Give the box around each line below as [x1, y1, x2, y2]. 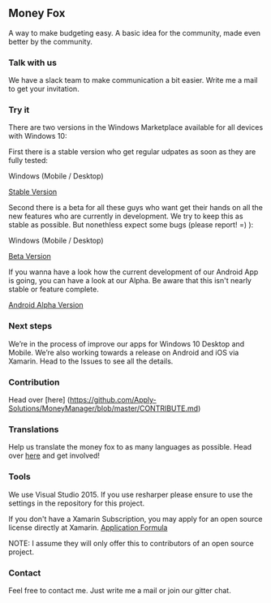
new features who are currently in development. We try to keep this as [8, 211, 243, 222]
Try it [8, 105, 30, 116]
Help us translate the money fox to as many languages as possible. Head [8, 442, 252, 452]
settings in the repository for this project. [8, 498, 145, 508]
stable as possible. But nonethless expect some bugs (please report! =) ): [8, 220, 254, 230]
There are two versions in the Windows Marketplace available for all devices [8, 123, 264, 132]
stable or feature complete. [8, 284, 99, 295]
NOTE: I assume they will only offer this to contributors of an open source [8, 538, 254, 548]
